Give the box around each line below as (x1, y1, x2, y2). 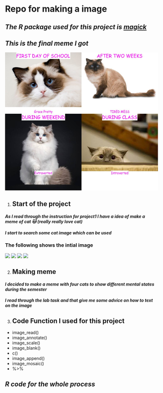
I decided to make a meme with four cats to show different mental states (5, 281, 154, 287)
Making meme (12, 268, 57, 276)
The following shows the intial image (5, 242, 94, 249)
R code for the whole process (5, 380, 96, 388)
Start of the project (12, 200, 71, 208)
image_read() (12, 330, 39, 336)
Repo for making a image (5, 3, 107, 15)
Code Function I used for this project (12, 317, 125, 325)
